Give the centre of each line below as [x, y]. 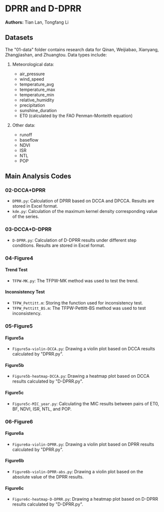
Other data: [24, 125]
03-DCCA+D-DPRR [28, 229]
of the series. [26, 216]
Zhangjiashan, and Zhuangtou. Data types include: [56, 55]
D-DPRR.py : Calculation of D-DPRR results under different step [74, 240]
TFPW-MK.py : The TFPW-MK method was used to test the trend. [75, 280]
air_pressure [32, 74]
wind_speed [32, 79]
